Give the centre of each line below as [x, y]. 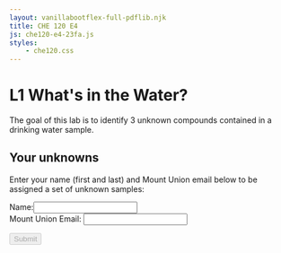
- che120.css [50, 51]
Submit [26, 239]
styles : [24, 43]
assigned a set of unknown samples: [77, 188]
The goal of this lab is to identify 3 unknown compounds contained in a [140, 120]
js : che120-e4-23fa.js [52, 34]
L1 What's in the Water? [99, 96]
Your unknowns [54, 158]
